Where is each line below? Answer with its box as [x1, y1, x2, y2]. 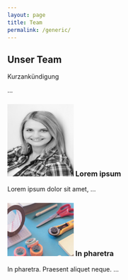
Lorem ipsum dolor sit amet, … [7, 185, 96, 194]
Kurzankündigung [7, 72, 59, 81]
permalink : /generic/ [7, 26, 71, 33]
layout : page [7, 11, 46, 18]
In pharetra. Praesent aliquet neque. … [7, 264, 119, 273]
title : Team [7, 18, 42, 26]
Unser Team [7, 53, 62, 65]
